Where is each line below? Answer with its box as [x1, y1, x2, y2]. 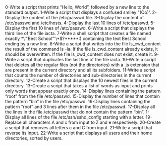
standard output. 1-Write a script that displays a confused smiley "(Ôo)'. [5, 9, 151, 15]
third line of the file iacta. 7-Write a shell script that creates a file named [5, 31, 151, 36]
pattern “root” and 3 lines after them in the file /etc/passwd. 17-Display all [5, 104, 155, 109]
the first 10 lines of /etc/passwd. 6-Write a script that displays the [21, 25, 155, 31]
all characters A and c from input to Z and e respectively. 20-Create [22, 119, 161, 125]
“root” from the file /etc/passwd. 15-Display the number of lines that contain [5, 93, 160, 99]
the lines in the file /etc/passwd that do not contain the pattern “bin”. [5, 109, 145, 115]
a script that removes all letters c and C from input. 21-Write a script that [5, 125, 153, 130]
